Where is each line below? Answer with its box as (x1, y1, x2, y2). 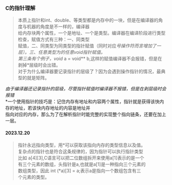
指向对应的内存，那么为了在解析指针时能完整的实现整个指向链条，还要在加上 (5, 111, 166, 117)
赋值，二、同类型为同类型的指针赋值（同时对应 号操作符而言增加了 (17, 43, 157, 49)
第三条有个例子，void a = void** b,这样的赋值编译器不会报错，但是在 (17, 55, 162, 62)
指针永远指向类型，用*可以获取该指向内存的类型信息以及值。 (17, 142, 145, 148)
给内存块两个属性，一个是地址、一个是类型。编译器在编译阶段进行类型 (17, 30, 166, 36)
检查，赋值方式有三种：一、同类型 (17, 36, 90, 43)
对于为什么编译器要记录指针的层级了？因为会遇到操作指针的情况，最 (17, 68, 161, 75)
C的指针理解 (5, 4, 36, 11)
